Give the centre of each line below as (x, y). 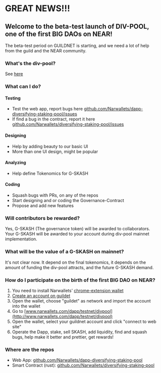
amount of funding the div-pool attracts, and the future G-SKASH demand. (79, 267)
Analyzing (16, 163)
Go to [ (19, 311)
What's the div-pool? (30, 63)
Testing (13, 98)
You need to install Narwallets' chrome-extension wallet (68, 290)
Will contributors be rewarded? (42, 218)
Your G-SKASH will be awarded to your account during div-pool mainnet (77, 234)
